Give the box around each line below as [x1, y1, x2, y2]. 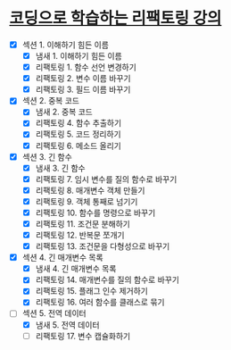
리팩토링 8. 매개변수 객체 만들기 [35, 185, 145, 196]
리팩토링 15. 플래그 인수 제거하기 [35, 286, 149, 296]
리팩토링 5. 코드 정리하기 [35, 129, 122, 139]
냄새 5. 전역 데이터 [35, 319, 100, 330]
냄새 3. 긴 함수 [35, 162, 87, 173]
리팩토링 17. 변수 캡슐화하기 [35, 330, 131, 341]
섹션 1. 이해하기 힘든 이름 [21, 39, 110, 50]
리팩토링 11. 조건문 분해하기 [35, 218, 131, 229]
